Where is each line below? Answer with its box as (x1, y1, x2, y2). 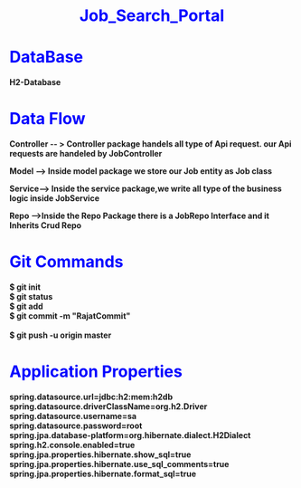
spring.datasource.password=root (9, 420, 143, 431)
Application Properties (9, 361, 183, 382)
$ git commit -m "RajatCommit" (9, 311, 131, 321)
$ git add (9, 301, 43, 311)
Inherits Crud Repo (9, 220, 82, 231)
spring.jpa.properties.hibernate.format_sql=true (9, 468, 197, 479)
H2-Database (9, 77, 61, 88)
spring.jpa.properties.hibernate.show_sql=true (9, 449, 192, 460)
